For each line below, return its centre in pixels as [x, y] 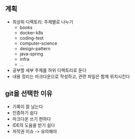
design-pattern [35, 48]
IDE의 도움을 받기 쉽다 [34, 125]
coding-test [31, 38]
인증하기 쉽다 [25, 113]
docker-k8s [31, 33]
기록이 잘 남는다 [27, 106]
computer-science [39, 43]
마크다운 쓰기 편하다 [31, 119]
